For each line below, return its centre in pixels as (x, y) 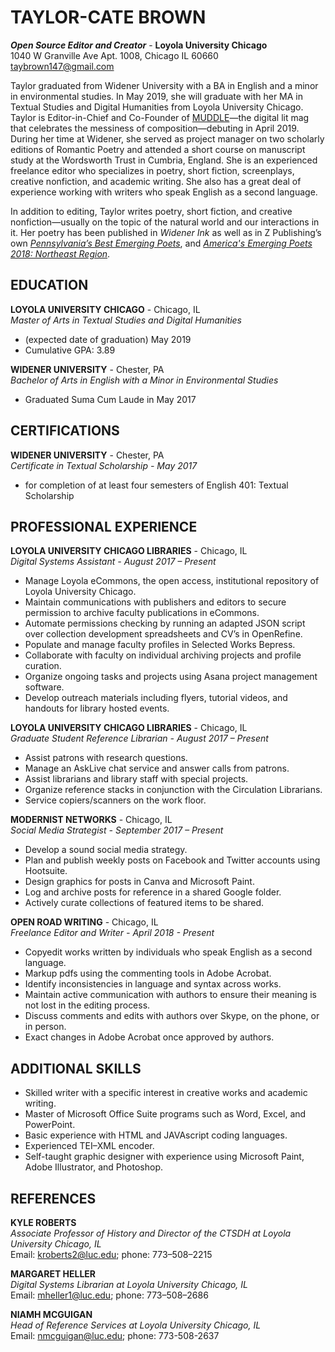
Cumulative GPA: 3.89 (70, 350)
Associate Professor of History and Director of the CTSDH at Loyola (151, 1233)
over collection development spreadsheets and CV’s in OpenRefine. (163, 634)
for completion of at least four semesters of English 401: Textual (156, 485)
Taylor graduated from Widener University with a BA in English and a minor (164, 85)
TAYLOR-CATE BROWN (108, 17)
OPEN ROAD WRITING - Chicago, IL (84, 922)
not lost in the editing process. (87, 1005)
